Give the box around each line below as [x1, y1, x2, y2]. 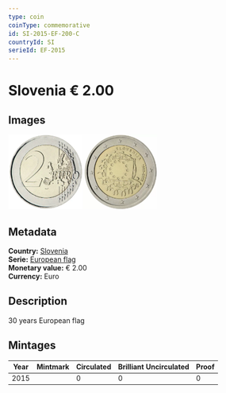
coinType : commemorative [8, 21, 90, 29]
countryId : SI [8, 38, 56, 46]
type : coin [8, 13, 44, 21]
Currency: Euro [8, 271, 59, 281]
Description [8, 294, 67, 308]
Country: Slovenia [8, 246, 69, 255]
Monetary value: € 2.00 [8, 263, 87, 272]
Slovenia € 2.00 [8, 82, 115, 99]
